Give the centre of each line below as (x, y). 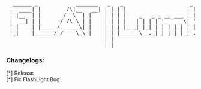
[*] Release (20, 73)
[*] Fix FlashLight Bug (33, 79)
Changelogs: (25, 60)
